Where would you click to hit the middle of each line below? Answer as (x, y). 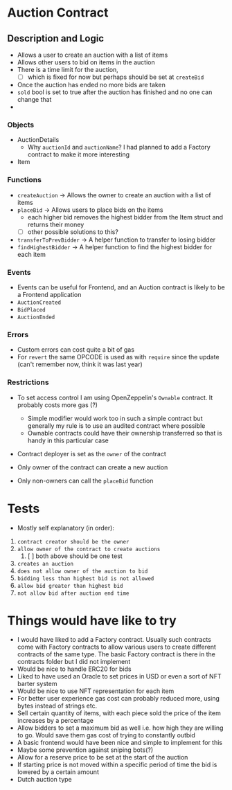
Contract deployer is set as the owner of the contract (91, 454)
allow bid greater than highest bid (70, 586)
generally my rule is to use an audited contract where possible (116, 425)
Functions (24, 180)
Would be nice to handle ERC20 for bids (74, 669)
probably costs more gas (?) (57, 405)
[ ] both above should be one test (75, 556)
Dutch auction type (45, 780)
